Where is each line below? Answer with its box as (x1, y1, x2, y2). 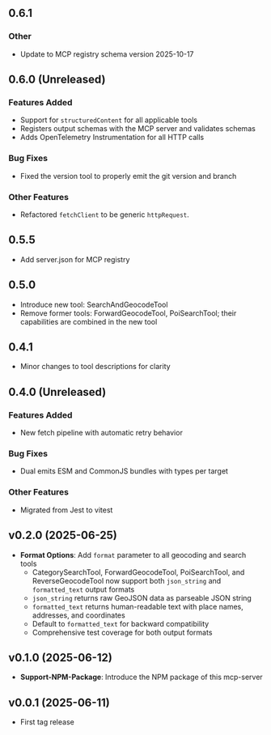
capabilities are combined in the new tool (19, 317, 158, 326)
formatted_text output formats (32, 584, 135, 594)
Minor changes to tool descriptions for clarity (19, 362, 171, 372)
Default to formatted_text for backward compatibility (32, 618, 210, 628)
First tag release (19, 717, 74, 727)
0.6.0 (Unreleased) (8, 73, 106, 87)
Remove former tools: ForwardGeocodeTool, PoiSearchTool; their (19, 308, 237, 318)
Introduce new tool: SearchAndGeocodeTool (19, 300, 168, 309)
